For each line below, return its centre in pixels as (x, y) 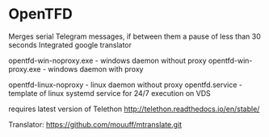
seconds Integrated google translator (70, 44)
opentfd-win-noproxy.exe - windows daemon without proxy (108, 60)
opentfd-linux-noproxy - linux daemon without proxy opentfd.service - (125, 85)
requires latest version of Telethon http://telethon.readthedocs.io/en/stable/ (134, 109)
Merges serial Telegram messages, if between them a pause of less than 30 (134, 36)
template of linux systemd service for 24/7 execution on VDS (110, 93)
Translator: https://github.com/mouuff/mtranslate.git (95, 124)
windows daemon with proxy (96, 68)
